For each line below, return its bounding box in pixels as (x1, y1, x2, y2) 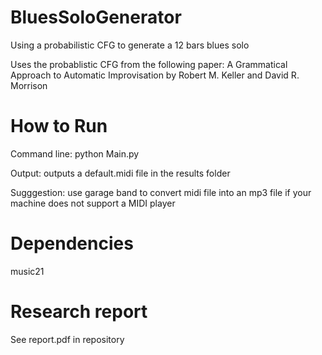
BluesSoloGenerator (10, 6, 182, 29)
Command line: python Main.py (10, 147, 140, 160)
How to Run (10, 115, 108, 138)
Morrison (10, 79, 48, 91)
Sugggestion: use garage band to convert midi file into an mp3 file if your (10, 186, 312, 198)
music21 (10, 265, 45, 277)
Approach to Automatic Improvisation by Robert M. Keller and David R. (10, 69, 300, 81)
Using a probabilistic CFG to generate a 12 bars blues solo (10, 39, 250, 51)
